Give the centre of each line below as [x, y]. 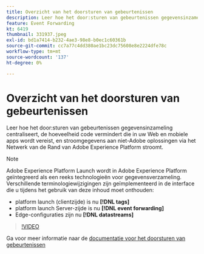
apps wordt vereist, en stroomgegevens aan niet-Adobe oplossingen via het [101, 141]
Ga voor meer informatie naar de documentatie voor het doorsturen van [96, 238]
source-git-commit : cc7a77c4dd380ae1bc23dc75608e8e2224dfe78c [87, 46]
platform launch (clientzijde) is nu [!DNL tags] [72, 202]
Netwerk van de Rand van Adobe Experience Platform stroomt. [85, 147]
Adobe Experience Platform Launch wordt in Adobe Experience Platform [97, 171]
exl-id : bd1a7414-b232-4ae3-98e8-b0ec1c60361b [66, 40]
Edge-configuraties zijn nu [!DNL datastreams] [74, 215]
